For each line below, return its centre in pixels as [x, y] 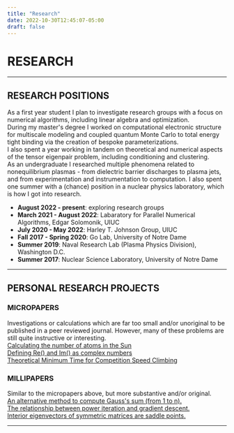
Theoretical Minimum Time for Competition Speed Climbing [92, 360]
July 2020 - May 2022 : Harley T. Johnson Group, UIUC [97, 230]
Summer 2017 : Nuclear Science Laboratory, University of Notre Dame [118, 260]
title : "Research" [34, 14]
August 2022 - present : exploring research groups [91, 207]
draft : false [26, 27]
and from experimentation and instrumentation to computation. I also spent [115, 179]
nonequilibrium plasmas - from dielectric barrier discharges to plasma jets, [114, 172]
